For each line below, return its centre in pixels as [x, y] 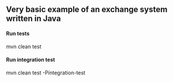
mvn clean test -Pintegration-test [46, 73]
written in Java [33, 19]
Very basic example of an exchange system [87, 10]
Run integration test [31, 60]
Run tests [18, 33]
